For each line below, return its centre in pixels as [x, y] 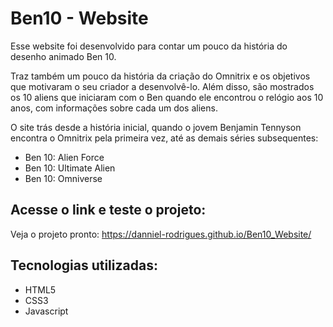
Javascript [46, 311]
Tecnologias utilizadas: [84, 265]
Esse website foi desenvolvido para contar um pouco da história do [149, 46]
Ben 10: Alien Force [64, 157]
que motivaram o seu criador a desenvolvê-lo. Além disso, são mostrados [162, 86]
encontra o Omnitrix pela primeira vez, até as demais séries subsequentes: [164, 138]
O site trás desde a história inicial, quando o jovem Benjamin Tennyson [156, 127]
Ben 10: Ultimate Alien [70, 168]
